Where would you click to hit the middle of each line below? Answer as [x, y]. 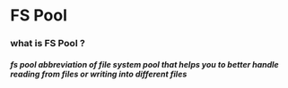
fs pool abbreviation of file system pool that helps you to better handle [144, 64]
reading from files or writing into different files [99, 74]
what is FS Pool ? [48, 44]
